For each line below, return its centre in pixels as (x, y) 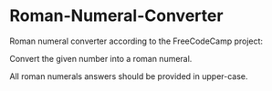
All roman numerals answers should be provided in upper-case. (129, 76)
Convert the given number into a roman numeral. (101, 58)
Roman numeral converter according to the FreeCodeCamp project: (136, 41)
